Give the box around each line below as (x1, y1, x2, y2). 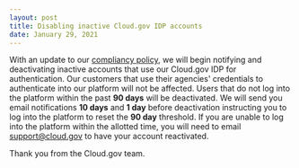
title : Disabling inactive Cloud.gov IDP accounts (9, 22, 203, 31)
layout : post (9, 13, 58, 22)
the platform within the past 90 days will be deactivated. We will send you (9, 93, 283, 103)
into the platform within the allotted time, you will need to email (9, 121, 242, 132)
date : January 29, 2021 (9, 30, 99, 39)
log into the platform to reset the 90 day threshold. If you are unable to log (9, 111, 285, 122)
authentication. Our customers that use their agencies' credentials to (9, 74, 263, 84)
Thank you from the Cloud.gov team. (9, 148, 145, 159)
